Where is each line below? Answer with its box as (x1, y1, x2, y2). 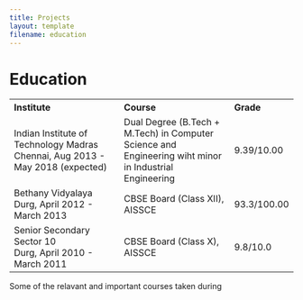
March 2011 (14, 258, 68, 270)
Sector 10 (14, 235, 57, 248)
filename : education (9, 30, 87, 39)
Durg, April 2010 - (14, 247, 94, 259)
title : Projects (9, 13, 70, 23)
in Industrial (124, 161, 174, 174)
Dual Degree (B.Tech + (124, 116, 221, 129)
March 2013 (14, 209, 68, 222)
